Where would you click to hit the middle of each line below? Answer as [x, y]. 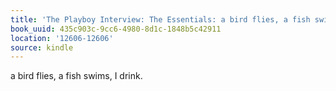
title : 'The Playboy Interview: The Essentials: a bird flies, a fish [160, 19]
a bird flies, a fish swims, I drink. [76, 76]
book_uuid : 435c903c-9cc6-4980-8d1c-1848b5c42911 [116, 29]
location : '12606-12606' [62, 38]
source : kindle [42, 47]
